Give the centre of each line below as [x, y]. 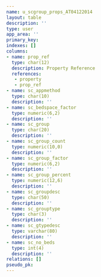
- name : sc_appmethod [33, 91]
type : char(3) [29, 214]
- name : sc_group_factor [37, 158]
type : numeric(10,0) [37, 147]
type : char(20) [31, 130]
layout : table [24, 18]
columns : [17, 51]
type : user [20, 29]
